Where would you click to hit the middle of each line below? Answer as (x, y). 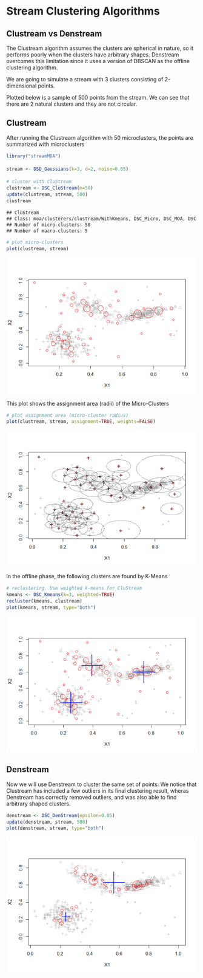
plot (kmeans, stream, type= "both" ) (51, 607)
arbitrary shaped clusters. (38, 804)
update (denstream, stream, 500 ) (47, 822)
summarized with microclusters (45, 144)
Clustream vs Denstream (54, 34)
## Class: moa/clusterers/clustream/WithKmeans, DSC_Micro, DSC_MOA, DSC (101, 219)
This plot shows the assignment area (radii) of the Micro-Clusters (88, 403)
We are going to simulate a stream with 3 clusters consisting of (85, 79)
